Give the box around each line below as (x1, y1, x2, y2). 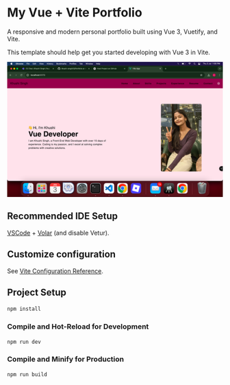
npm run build (7, 371, 48, 378)
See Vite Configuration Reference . (7, 266, 104, 275)
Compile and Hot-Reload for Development (7, 322, 149, 331)
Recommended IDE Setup (7, 211, 118, 222)
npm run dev (7, 338, 41, 345)
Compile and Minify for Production (7, 355, 125, 364)
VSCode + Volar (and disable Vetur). (7, 229, 110, 237)
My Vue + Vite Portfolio (7, 5, 142, 21)
